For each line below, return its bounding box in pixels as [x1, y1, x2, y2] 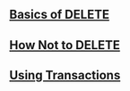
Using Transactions [9, 68, 121, 83]
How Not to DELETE [9, 37, 121, 53]
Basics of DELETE [9, 7, 110, 22]
